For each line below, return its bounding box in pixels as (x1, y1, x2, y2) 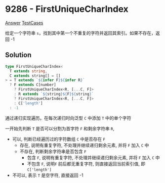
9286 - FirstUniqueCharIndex (5, 3, 128, 15)
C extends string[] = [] (9, 73, 61, 78)
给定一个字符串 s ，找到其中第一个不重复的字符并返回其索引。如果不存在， (5, 30, 156, 36)
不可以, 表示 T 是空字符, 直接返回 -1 (12, 172, 83, 178)
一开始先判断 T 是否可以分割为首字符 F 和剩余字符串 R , (5, 125, 115, 132)
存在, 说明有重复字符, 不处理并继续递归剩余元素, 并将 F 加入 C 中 (19, 142, 149, 148)
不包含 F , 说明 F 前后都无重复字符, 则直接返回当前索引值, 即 (27, 161, 146, 167)
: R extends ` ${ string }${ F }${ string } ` (14, 91, 94, 96)
